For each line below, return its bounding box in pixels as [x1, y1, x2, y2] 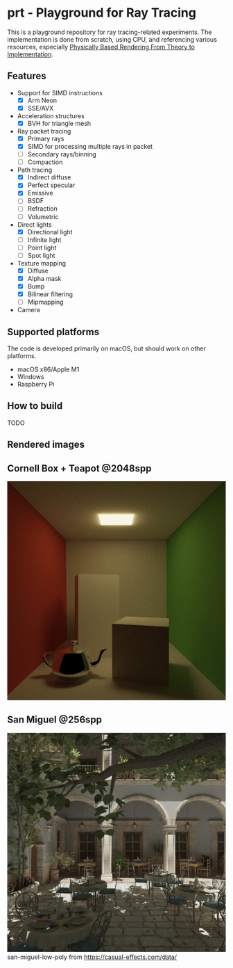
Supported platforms [7, 325, 99, 338]
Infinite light [27, 235, 62, 244]
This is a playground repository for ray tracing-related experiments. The [7, 28, 212, 36]
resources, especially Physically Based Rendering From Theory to [7, 42, 196, 51]
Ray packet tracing [17, 127, 71, 135]
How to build [7, 400, 63, 412]
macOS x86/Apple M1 [17, 365, 80, 373]
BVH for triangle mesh [27, 119, 92, 127]
